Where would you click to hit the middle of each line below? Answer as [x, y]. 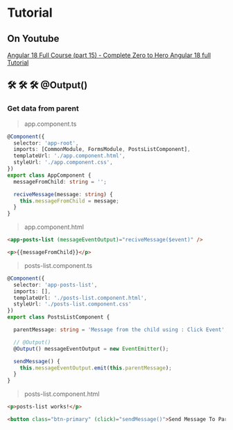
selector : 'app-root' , [46, 143]
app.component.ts [50, 124]
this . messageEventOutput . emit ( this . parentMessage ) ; [96, 368]
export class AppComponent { [49, 175]
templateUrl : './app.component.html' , [70, 156]
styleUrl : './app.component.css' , [63, 162]
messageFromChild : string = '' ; [60, 182]
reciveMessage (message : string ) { [63, 194]
